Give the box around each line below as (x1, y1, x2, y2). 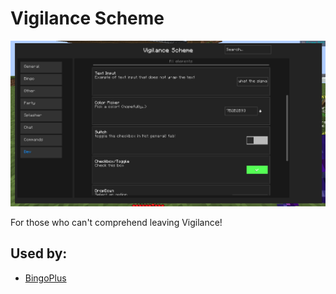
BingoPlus (24, 272, 67, 284)
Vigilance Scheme (10, 7, 165, 30)
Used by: (10, 245, 68, 262)
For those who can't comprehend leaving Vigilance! (10, 216, 223, 228)
